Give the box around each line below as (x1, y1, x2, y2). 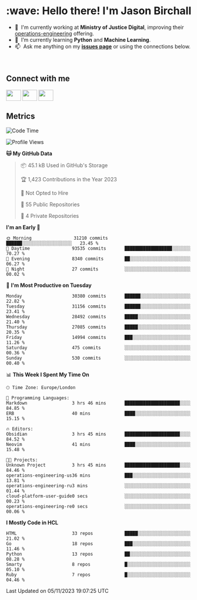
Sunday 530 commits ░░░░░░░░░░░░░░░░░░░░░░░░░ (6, 355, 191, 361)
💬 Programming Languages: (6, 394, 69, 401)
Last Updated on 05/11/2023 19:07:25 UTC (6, 587, 109, 594)
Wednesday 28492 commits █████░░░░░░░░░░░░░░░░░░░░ (6, 314, 191, 319)
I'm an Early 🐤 (6, 223, 41, 231)
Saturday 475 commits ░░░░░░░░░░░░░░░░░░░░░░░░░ (6, 344, 191, 351)
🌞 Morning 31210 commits (6, 235, 108, 241)
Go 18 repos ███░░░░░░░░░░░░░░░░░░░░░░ (6, 540, 191, 547)
